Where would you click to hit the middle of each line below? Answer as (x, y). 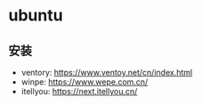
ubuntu (36, 16)
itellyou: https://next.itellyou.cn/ (79, 91)
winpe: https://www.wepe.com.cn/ (85, 82)
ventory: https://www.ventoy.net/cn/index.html (107, 73)
